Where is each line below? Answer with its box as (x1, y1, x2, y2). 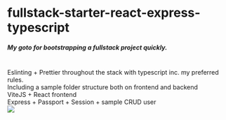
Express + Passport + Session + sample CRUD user (7, 98, 157, 106)
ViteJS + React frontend (7, 91, 77, 99)
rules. (7, 75, 24, 84)
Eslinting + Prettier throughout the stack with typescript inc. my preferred (7, 68, 219, 77)
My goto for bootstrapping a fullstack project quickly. (7, 43, 168, 52)
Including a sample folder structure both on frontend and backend (7, 83, 199, 91)
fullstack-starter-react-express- (7, 5, 201, 21)
